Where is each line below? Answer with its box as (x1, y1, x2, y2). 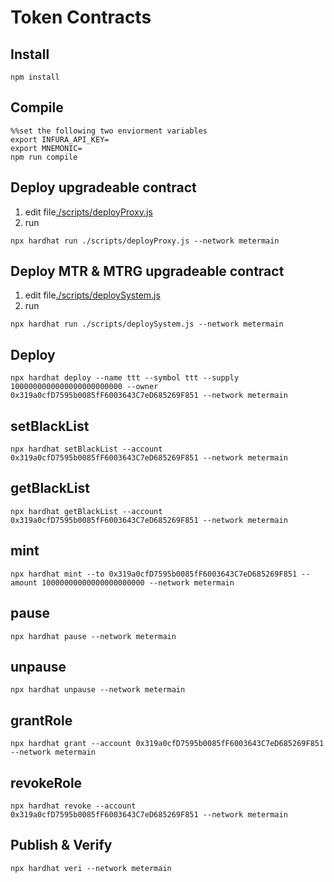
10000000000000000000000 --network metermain (41, 577, 235, 588)
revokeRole (10, 774, 83, 791)
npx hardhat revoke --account (10, 801, 137, 811)
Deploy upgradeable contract (10, 179, 197, 196)
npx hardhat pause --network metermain (10, 631, 177, 641)
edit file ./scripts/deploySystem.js (24, 289, 161, 301)
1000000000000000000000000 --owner (10, 382, 159, 392)
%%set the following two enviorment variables (10, 126, 208, 136)
